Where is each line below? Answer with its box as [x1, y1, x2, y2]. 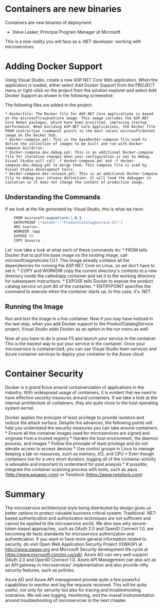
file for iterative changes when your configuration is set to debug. [5, 154, 151, 159]
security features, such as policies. [5, 567, 75, 573]
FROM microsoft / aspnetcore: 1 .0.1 [14, 215, 82, 220]
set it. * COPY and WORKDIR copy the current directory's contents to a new [5, 268, 157, 273]
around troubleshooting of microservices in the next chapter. [5, 597, 127, 603]
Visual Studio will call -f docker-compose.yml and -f [5, 158, 119, 163]
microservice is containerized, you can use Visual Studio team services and [5, 346, 157, 352]
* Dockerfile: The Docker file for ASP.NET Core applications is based [5, 111, 153, 116]
